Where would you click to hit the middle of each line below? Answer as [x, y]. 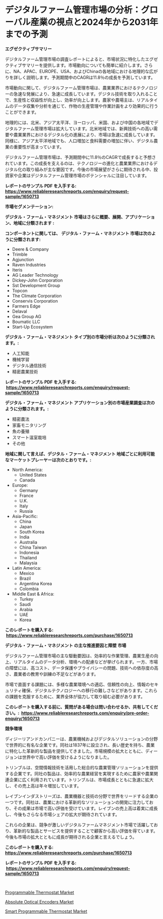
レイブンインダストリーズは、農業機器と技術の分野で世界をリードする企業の [82, 796]
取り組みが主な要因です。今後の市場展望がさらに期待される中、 [90, 169]
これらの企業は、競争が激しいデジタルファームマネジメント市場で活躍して [80, 824]
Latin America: [27, 568]
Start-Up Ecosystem [32, 326]
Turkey [26, 599]
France [27, 496]
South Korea [32, 532]
